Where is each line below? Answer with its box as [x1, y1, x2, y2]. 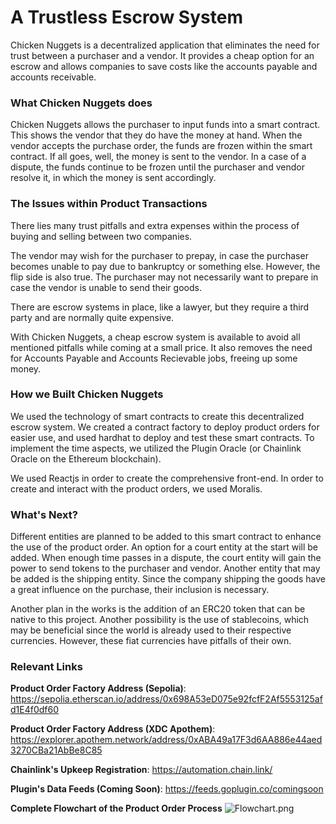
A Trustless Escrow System [10, 6, 243, 29]
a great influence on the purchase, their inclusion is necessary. [10, 584, 270, 596]
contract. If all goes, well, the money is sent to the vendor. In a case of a [10, 151, 307, 163]
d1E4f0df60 [10, 704, 60, 716]
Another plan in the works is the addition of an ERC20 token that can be [10, 603, 306, 615]
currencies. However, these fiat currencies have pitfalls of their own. [10, 635, 292, 647]
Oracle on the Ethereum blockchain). [10, 452, 162, 465]
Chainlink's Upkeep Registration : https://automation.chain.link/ [10, 764, 273, 776]
